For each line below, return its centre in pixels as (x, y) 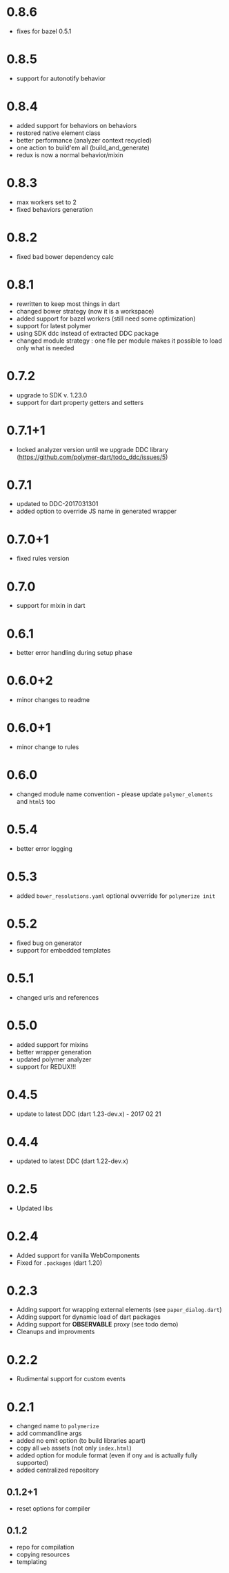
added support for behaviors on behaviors (77, 125)
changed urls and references (58, 997)
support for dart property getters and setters (80, 402)
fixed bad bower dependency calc (65, 256)
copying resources (43, 1554)
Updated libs (34, 1208)
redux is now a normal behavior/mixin (70, 155)
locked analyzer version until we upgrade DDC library (92, 449)
